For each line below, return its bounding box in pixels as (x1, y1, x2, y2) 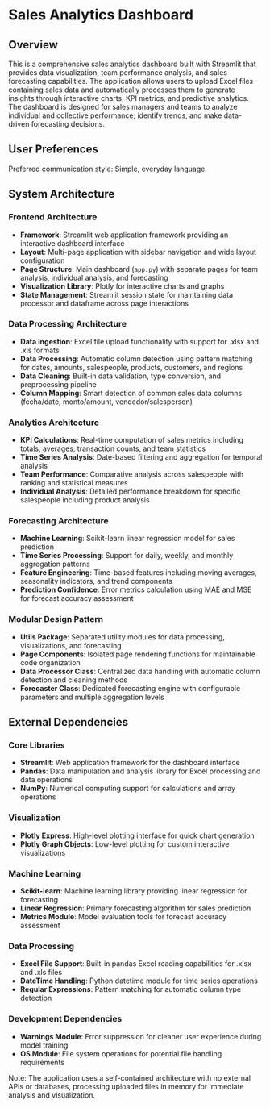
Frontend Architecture (8, 211, 98, 223)
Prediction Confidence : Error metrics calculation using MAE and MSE (19, 585, 252, 594)
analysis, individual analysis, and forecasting (19, 273, 168, 282)
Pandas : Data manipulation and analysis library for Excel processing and (19, 766, 261, 776)
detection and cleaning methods (19, 675, 127, 685)
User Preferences (8, 143, 98, 156)
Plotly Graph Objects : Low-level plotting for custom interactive (19, 839, 230, 848)
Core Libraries (8, 739, 66, 751)
